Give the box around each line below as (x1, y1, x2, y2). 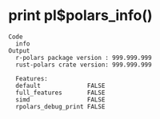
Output (8, 46, 30, 54)
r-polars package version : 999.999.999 (15, 54, 152, 61)
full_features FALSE (15, 89, 106, 97)
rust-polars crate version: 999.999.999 (15, 61, 152, 69)
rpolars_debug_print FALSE (15, 102, 106, 110)
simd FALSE (15, 95, 106, 104)
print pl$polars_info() (8, 6, 154, 25)
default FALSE (15, 81, 106, 89)
